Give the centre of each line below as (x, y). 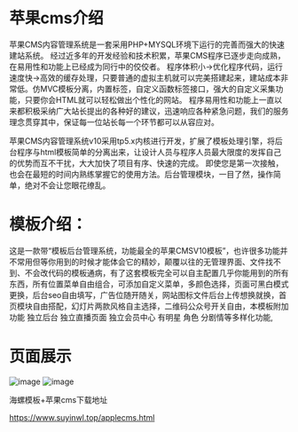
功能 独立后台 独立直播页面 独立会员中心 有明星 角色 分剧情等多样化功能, (141, 317)
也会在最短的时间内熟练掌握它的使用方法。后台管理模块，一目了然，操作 (141, 174)
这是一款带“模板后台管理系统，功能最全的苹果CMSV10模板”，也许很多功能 (145, 250)
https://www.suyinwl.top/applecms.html (82, 417)
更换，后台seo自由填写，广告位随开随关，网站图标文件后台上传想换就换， (144, 295)
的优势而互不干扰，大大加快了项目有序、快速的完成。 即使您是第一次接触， (146, 163)
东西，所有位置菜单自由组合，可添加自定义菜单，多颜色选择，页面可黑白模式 (149, 284)
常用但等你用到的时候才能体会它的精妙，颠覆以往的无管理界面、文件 (141, 262)
